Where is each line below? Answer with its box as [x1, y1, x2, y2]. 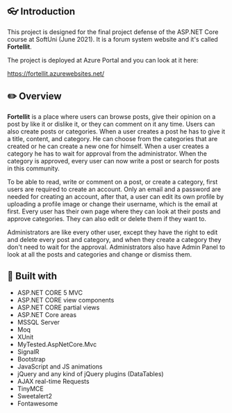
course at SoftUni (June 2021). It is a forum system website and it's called [7, 35, 219, 43]
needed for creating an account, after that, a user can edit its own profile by [7, 192, 224, 200]
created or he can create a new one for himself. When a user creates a [7, 142, 210, 150]
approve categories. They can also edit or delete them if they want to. [7, 214, 207, 222]
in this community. [7, 164, 60, 172]
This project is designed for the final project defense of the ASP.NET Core [7, 27, 219, 36]
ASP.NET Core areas [17, 311, 77, 319]
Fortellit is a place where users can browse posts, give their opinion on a [7, 112, 216, 120]
